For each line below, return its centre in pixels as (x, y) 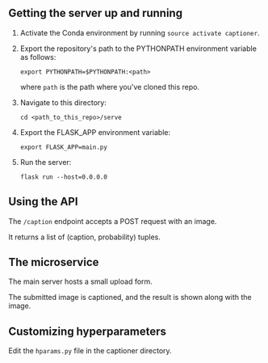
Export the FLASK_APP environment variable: (95, 132)
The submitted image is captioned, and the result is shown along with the (130, 298)
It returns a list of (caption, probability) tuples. (85, 237)
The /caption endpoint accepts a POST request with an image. (113, 221)
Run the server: (46, 162)
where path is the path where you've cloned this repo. (110, 87)
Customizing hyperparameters (88, 331)
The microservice (54, 262)
